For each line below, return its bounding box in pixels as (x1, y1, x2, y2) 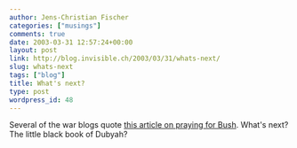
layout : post (9, 46, 58, 55)
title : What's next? (9, 79, 86, 88)
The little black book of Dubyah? (9, 129, 128, 140)
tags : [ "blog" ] (9, 71, 66, 80)
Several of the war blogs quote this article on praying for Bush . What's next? (9, 120, 289, 130)
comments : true (9, 29, 66, 38)
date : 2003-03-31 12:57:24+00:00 (9, 37, 133, 47)
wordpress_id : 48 (9, 95, 74, 105)
